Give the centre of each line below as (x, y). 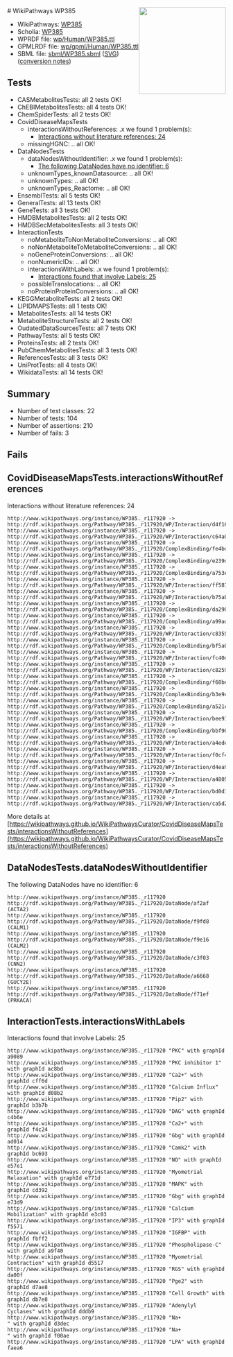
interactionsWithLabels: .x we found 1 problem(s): (98, 269)
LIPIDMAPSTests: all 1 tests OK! (62, 306)
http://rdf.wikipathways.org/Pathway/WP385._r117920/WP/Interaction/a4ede (118, 743)
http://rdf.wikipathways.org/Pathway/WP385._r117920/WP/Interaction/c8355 (118, 634)
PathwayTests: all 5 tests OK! (59, 335)
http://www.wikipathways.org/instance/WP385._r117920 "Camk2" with (107, 1148)
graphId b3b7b (28, 1105)
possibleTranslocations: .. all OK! (74, 284)
